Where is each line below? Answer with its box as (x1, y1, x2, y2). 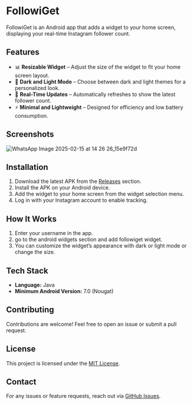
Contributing (6, 305, 54, 315)
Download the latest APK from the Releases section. (14, 178, 142, 185)
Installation (6, 162, 48, 172)
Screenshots (6, 129, 54, 140)
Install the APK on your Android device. (14, 184, 110, 191)
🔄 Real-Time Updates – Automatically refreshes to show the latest (14, 91, 176, 98)
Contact (6, 377, 37, 387)
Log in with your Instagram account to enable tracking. (14, 197, 148, 204)
